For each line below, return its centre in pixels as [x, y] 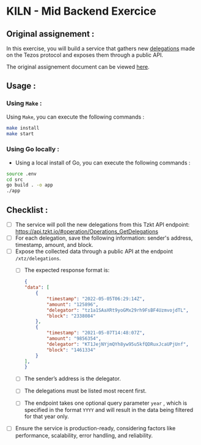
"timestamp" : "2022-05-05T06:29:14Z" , [96, 299]
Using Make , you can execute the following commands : [75, 117]
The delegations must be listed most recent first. [85, 391]
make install [23, 128]
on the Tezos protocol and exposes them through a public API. [85, 55]
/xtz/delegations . [38, 259]
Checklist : [27, 210]
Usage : [21, 86]
